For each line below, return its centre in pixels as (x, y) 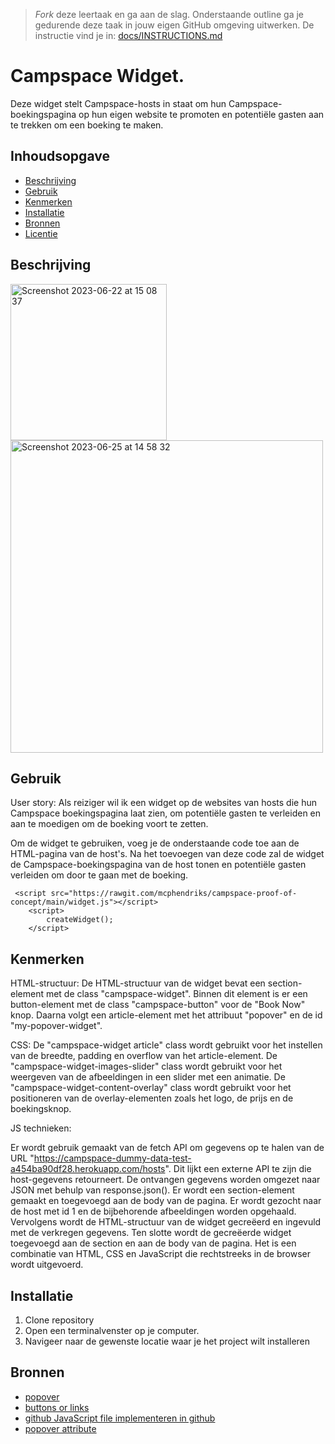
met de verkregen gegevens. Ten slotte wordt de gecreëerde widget (151, 1233)
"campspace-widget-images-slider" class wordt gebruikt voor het (146, 1066)
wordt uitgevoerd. (47, 1265)
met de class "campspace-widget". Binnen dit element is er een (176, 994)
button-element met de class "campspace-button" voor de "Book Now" (158, 1005)
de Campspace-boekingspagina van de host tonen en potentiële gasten (158, 865)
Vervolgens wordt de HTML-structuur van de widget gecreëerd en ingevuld (166, 1222)
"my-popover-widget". (56, 1026)
